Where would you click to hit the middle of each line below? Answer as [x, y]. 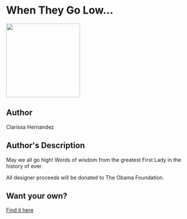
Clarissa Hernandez [30, 127]
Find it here [20, 210]
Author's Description [46, 146]
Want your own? [37, 196]
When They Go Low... [60, 10]
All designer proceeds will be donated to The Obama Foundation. [85, 177]
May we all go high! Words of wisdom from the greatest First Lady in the [94, 159]
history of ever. [24, 166]
